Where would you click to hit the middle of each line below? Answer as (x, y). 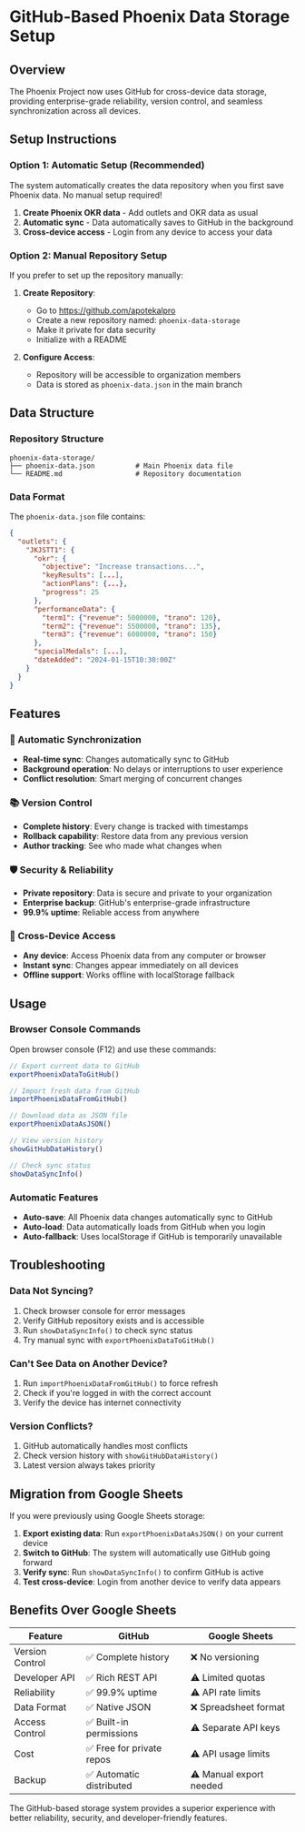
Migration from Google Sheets (96, 1494)
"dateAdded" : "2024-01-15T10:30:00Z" (105, 660)
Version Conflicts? (51, 1426)
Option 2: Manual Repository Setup (89, 255)
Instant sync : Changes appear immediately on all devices (130, 966)
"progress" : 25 (71, 592)
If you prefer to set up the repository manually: (96, 275)
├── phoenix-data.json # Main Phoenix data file (121, 466)
